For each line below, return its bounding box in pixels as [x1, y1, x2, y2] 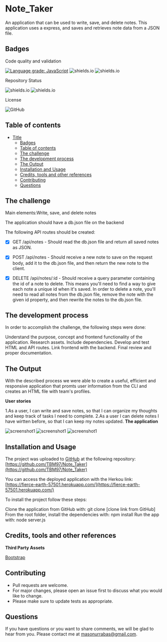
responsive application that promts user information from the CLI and [5, 383, 147, 389]
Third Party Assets [5, 544, 45, 550]
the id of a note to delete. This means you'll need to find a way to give [12, 281, 156, 287]
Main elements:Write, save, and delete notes [5, 210, 96, 216]
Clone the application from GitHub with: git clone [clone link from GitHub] [5, 506, 156, 512]
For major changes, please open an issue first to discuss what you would [12, 587, 163, 593]
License [5, 97, 21, 103]
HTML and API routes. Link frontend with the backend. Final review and [5, 345, 152, 351]
